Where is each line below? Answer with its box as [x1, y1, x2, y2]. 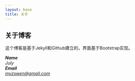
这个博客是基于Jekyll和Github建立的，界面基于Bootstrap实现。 [5, 45, 133, 51]
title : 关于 [5, 12, 28, 17]
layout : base [5, 7, 32, 12]
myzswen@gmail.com [5, 71, 50, 77]
